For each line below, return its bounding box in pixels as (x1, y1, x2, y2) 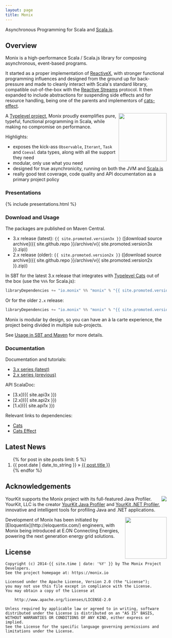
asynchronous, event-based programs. (5, 60, 88, 67)
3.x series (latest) (12, 366, 50, 372)
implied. (5, 620, 24, 625)
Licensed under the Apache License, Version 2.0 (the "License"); (5, 579, 150, 585)
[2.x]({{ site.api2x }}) (12, 397, 57, 403)
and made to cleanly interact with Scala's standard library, (25, 81, 147, 87)
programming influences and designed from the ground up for (5, 75, 137, 82)
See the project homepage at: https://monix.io (5, 570, 109, 575)
